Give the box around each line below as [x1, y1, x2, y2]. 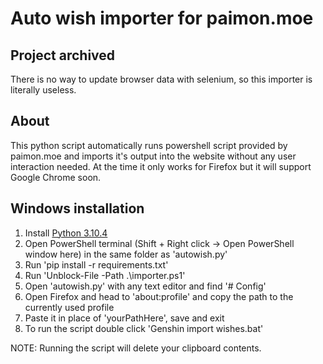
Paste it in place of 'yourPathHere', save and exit [24, 312, 225, 324]
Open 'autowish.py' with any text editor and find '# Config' [24, 280, 267, 292]
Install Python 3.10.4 [24, 227, 108, 239]
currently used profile [24, 301, 115, 313]
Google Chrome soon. [10, 171, 102, 183]
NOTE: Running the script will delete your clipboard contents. [10, 342, 262, 354]
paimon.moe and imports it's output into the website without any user [10, 150, 297, 162]
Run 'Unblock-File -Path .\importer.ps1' [24, 269, 186, 281]
